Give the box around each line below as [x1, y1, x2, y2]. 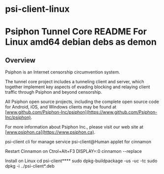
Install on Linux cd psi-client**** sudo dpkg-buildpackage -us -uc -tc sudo [5, 158, 158, 164]
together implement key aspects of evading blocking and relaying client [5, 84, 150, 90]
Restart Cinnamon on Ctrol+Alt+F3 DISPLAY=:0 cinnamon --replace [5, 148, 142, 154]
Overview [5, 56, 36, 65]
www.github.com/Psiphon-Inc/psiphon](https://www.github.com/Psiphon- [6, 109, 158, 115]
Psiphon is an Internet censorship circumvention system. [5, 69, 121, 75]
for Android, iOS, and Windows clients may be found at [5, 104, 117, 110]
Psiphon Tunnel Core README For [5, 26, 147, 37]
